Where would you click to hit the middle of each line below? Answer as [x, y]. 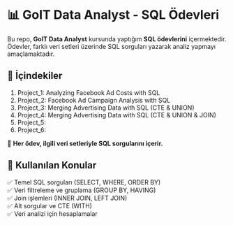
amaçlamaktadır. [31, 54]
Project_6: [32, 130]
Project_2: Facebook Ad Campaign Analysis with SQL [94, 100]
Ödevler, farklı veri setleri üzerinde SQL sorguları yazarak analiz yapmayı [112, 46]
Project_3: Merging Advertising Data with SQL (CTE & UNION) [106, 108]
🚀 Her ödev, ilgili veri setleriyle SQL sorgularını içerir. [85, 143]
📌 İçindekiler [35, 76]
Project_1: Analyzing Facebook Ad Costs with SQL [89, 92]
